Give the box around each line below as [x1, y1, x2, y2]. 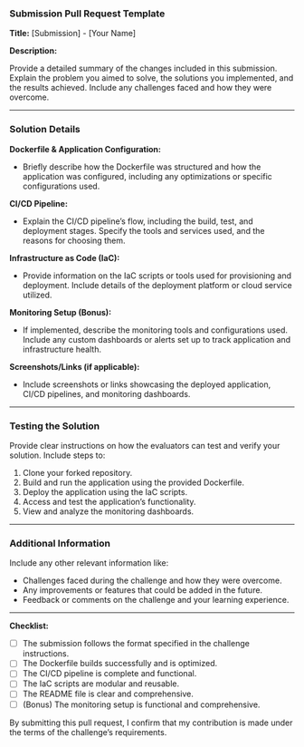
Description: [9, 45, 57, 56]
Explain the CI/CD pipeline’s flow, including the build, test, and [22, 216, 253, 227]
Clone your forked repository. [22, 467, 133, 478]
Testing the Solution [9, 420, 100, 432]
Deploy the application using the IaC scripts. [22, 486, 188, 497]
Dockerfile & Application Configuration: [9, 143, 161, 154]
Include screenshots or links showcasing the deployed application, [22, 379, 271, 390]
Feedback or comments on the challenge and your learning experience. [22, 595, 290, 606]
